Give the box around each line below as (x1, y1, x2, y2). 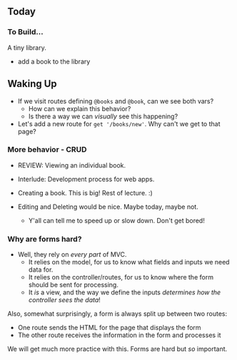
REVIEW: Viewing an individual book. (17, 160, 126, 170)
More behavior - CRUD (7, 145, 87, 155)
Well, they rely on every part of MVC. (17, 250, 127, 259)
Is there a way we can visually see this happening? (28, 112, 178, 120)
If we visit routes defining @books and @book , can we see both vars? (17, 96, 214, 106)
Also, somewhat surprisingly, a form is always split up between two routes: (7, 309, 228, 318)
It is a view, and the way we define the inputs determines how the (28, 288, 221, 297)
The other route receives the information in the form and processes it (17, 331, 221, 339)
